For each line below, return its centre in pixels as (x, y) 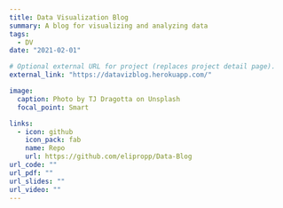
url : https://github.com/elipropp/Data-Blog (109, 156)
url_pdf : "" (31, 173)
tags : (19, 34)
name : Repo (45, 148)
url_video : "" (35, 189)
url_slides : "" (37, 181)
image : (21, 91)
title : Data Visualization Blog (69, 17)
